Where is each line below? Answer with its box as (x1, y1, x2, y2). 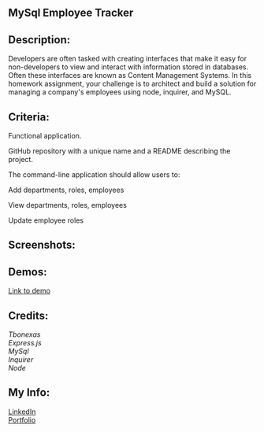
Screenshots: (8, 238, 76, 252)
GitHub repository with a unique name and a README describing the (8, 146, 231, 156)
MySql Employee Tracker (8, 6, 134, 20)
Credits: (8, 308, 49, 322)
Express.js (8, 338, 42, 348)
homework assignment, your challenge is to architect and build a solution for (8, 79, 257, 89)
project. (8, 155, 34, 164)
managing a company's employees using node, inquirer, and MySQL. (8, 87, 232, 97)
